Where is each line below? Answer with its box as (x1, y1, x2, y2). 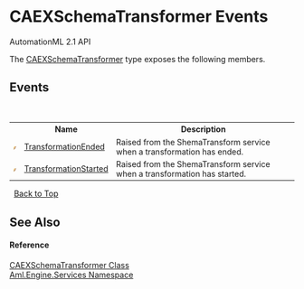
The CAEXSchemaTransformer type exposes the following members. (9, 53, 266, 64)
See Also (9, 214, 61, 229)
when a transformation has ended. (116, 146, 244, 157)
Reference (9, 239, 50, 250)
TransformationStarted (24, 163, 109, 174)
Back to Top (13, 188, 59, 200)
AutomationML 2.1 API (9, 36, 91, 47)
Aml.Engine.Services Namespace (9, 269, 134, 280)
